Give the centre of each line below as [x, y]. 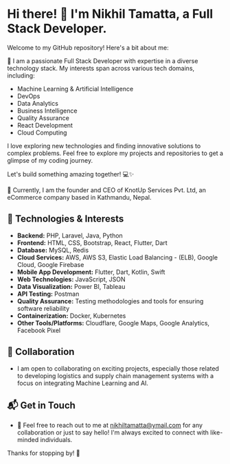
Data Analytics [37, 103]
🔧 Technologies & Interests [66, 219]
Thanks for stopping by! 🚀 [44, 453]
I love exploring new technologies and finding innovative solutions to [104, 146]
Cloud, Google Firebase [50, 264]
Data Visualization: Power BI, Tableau [71, 286]
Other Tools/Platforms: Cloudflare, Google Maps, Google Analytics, [113, 323]
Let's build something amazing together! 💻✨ [71, 174]
